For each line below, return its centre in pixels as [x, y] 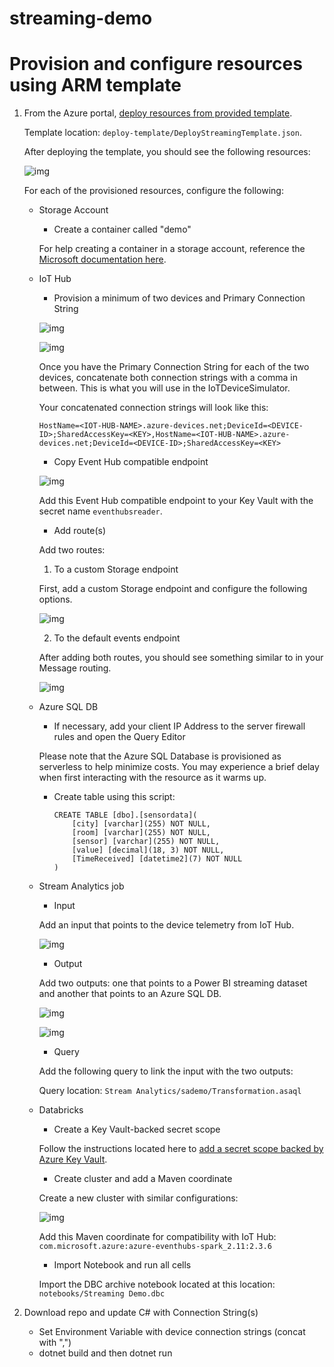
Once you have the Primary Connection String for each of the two [174, 367]
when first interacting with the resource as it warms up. [152, 778]
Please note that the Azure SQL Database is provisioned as [160, 756]
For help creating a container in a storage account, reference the [172, 249]
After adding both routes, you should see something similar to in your [181, 658]
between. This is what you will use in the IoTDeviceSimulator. [164, 388]
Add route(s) [80, 531]
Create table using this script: [114, 797]
